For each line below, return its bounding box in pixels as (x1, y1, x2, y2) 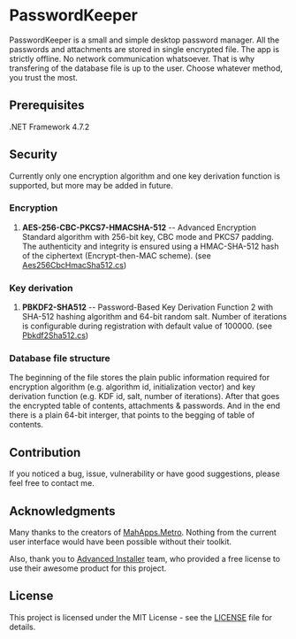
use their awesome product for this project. (9, 563, 167, 574)
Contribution (9, 444, 81, 460)
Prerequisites (9, 98, 85, 113)
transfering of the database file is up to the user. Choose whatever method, (9, 63, 283, 73)
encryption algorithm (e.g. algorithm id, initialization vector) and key (9, 381, 256, 392)
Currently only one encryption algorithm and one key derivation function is (9, 170, 281, 181)
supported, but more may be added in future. (9, 180, 174, 190)
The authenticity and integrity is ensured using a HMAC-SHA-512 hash (21, 241, 279, 251)
